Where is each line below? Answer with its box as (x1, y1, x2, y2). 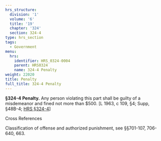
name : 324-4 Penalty (14, 68, 57, 73)
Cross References (5, 115, 42, 121)
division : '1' (9, 12, 39, 17)
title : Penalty (5, 77, 37, 82)
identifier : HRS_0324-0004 (14, 58, 70, 63)
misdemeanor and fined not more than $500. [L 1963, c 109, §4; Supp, (5, 100, 150, 106)
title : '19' (9, 21, 35, 26)
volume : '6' (9, 16, 35, 21)
